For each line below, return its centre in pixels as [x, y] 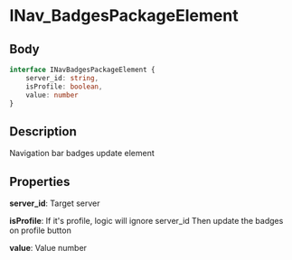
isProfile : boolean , [64, 87]
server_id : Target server [55, 203]
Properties [40, 181]
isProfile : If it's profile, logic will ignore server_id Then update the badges [146, 221]
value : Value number [48, 248]
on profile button [41, 230]
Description [43, 131]
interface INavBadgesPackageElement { [82, 70]
